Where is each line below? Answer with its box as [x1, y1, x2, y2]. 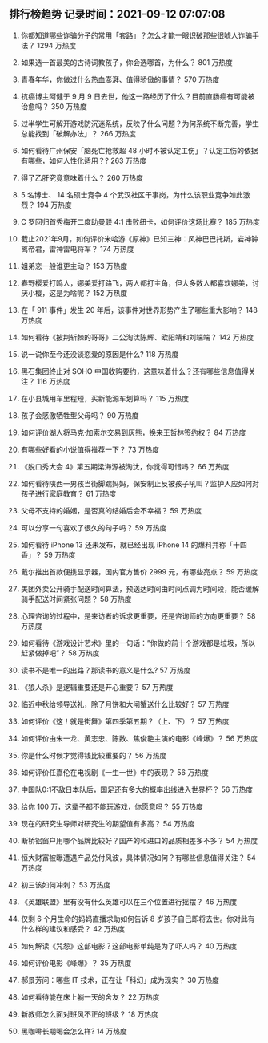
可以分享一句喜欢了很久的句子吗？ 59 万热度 [20, 522, 167, 532]
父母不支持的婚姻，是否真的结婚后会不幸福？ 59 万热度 [20, 505, 202, 515]
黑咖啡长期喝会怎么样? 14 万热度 [20, 1026, 127, 1036]
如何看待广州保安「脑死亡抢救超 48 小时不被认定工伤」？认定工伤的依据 [20, 145, 258, 155]
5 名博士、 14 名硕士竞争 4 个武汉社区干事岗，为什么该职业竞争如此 [20, 189, 243, 199]
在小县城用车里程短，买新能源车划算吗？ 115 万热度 [20, 393, 190, 403]
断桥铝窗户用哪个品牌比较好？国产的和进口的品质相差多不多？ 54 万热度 [20, 835, 258, 845]
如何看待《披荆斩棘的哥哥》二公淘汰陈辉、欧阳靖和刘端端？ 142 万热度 [20, 332, 254, 342]
